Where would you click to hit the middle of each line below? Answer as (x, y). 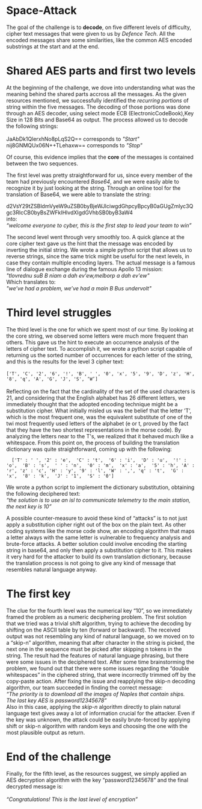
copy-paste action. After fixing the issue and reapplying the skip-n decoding (101, 681)
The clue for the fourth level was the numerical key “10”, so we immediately (99, 610)
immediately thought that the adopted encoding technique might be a (92, 404)
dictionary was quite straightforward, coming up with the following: (89, 449)
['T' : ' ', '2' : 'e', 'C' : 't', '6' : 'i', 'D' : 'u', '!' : (99, 460)
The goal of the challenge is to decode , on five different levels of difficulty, (99, 27)
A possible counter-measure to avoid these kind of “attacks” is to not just (97, 518)
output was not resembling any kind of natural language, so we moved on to (100, 636)
